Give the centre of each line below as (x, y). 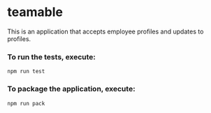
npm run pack (26, 103)
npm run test (26, 71)
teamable (35, 12)
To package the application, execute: (71, 89)
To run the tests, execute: (52, 56)
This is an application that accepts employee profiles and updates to (105, 31)
